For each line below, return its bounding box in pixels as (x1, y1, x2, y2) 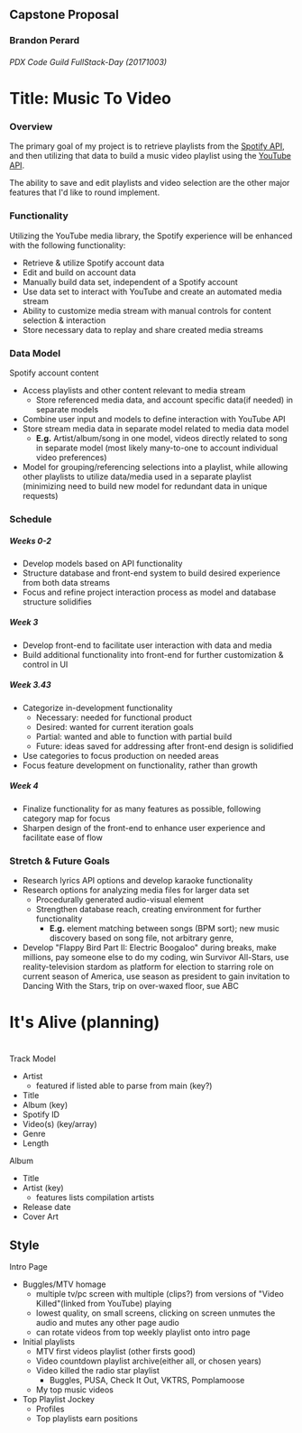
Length (22, 1138, 50, 1149)
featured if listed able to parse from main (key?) (35, 1080, 213, 1091)
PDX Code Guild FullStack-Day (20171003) (9, 56, 168, 67)
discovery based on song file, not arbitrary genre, (49, 933, 234, 944)
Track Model (9, 1053, 57, 1064)
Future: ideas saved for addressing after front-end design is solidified (35, 740, 294, 752)
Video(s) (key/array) (22, 1119, 97, 1130)
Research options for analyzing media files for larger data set (22, 884, 250, 896)
